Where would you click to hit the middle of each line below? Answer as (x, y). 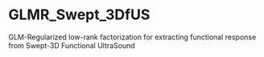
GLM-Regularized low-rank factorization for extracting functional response (132, 37)
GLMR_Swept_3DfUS (79, 15)
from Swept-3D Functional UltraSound (72, 45)
